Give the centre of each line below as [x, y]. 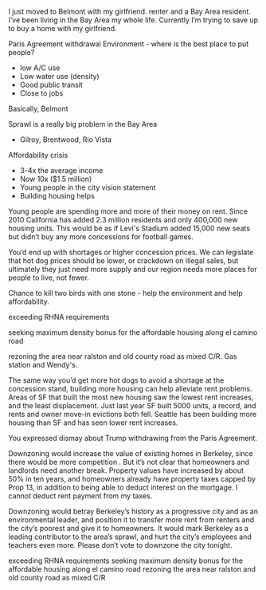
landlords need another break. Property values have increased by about [126, 470]
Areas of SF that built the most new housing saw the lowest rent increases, [131, 397]
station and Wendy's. [43, 365]
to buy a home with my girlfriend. [63, 28]
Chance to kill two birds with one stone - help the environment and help [125, 293]
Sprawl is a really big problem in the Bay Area [83, 124]
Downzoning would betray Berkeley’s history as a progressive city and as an [133, 511]
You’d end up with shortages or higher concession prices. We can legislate [131, 252]
